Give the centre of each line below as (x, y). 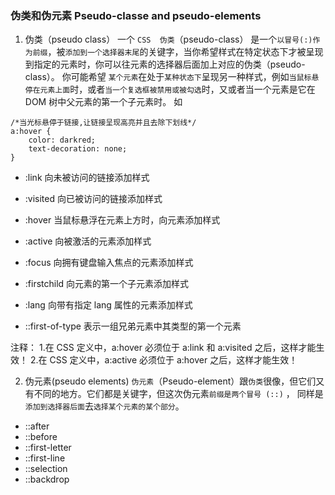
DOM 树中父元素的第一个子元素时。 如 (103, 102)
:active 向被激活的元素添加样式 (88, 241)
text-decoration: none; (78, 149)
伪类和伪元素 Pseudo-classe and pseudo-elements (136, 15)
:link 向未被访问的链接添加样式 (87, 178)
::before (41, 437)
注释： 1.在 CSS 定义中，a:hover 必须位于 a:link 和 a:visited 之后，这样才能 (163, 348)
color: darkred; (62, 140)
